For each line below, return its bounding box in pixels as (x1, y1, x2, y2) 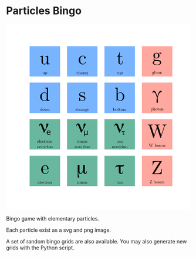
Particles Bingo (6, 4, 82, 18)
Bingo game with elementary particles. (6, 215, 100, 222)
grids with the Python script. (6, 244, 75, 251)
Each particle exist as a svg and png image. (6, 226, 111, 233)
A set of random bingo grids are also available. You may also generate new (6, 238, 187, 245)
